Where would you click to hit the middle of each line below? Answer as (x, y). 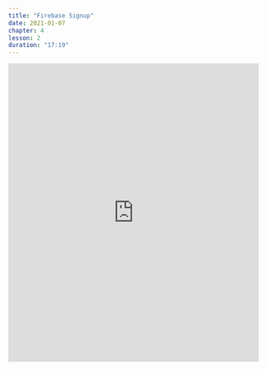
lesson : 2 (25, 38)
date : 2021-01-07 (37, 23)
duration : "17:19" (39, 45)
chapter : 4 (26, 30)
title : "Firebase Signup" (51, 16)
